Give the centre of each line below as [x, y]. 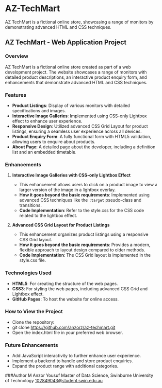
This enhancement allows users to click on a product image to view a [88, 185]
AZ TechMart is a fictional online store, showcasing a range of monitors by [79, 22]
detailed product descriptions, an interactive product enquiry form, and [76, 77]
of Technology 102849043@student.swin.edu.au [54, 381]
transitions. [31, 205]
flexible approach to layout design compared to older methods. [82, 250]
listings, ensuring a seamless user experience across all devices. [77, 131]
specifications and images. [39, 110]
